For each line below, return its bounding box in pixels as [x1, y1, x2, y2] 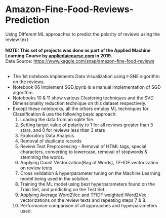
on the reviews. [12, 79, 45, 85]
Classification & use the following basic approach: [12, 111, 117, 117]
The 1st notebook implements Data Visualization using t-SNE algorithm [12, 73, 160, 79]
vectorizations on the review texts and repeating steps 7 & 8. [20, 197, 147, 203]
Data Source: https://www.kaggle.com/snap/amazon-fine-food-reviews [5, 58, 154, 64]
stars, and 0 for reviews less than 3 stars [20, 127, 105, 133]
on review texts [20, 165, 52, 171]
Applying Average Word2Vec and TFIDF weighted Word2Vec [20, 192, 147, 198]
